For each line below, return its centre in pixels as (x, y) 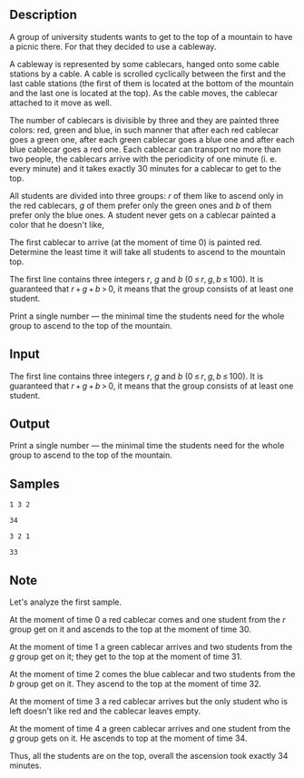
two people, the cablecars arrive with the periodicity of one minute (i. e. (143, 159)
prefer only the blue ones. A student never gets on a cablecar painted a (143, 215)
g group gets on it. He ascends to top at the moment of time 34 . (128, 738)
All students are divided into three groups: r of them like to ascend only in (147, 195)
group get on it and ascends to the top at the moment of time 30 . (131, 629)
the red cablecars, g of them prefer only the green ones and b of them (141, 205)
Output (29, 424)
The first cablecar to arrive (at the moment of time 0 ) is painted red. (136, 242)
